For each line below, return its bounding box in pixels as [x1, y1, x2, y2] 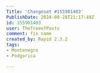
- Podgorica [6, 53, 36, 59]
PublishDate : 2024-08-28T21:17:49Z [6, 14, 95, 20]
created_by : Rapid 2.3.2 [6, 36, 68, 42]
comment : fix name [6, 31, 52, 37]
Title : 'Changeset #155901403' [6, 8, 84, 15]
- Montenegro [6, 47, 39, 53]
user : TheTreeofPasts [6, 25, 60, 31]
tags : [6, 42, 20, 48]
